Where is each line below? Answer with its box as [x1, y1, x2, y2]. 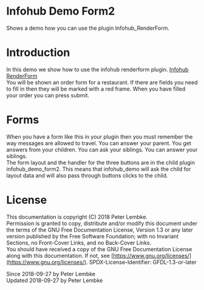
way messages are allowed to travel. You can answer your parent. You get [6, 139, 191, 147]
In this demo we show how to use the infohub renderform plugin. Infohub [6, 66, 189, 73]
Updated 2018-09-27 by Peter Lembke [6, 277, 103, 284]
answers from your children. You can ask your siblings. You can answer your [6, 146, 198, 153]
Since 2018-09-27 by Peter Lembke [6, 270, 96, 277]
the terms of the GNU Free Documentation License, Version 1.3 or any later [6, 226, 193, 233]
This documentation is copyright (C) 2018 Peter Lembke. [6, 213, 148, 220]
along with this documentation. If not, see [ [6, 252, 114, 259]
